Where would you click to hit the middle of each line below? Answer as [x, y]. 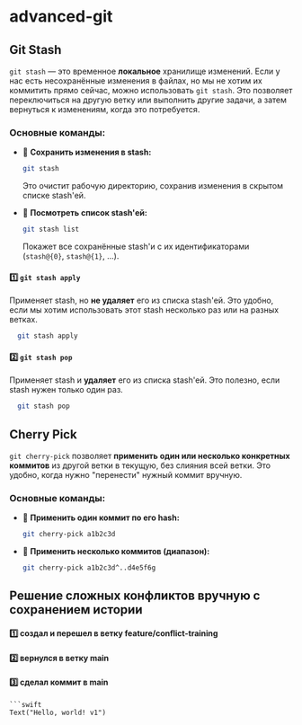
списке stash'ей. [54, 196]
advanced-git [61, 17]
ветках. [23, 320]
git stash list [51, 230]
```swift [26, 704]
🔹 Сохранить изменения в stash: [87, 152]
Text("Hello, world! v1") [58, 712]
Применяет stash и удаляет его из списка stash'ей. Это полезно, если [145, 380]
